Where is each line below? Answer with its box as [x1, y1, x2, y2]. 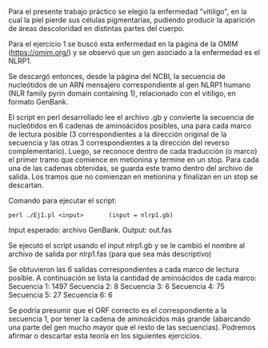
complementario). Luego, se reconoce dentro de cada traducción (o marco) [8, 147, 258, 156]
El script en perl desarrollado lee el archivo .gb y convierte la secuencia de [8, 113, 254, 122]
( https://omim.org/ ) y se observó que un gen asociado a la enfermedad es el [8, 48, 260, 57]
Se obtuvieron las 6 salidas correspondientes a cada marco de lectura [8, 265, 239, 274]
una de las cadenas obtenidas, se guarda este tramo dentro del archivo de [8, 164, 254, 172]
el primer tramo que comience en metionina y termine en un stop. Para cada [8, 155, 260, 164]
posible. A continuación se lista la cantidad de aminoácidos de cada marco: [8, 273, 258, 283]
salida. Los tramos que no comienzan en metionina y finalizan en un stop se [8, 172, 258, 181]
